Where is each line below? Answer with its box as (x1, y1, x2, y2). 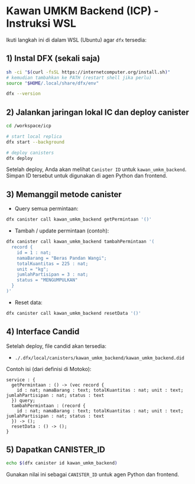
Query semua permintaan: (14, 205, 79, 212)
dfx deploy (6, 155, 33, 161)
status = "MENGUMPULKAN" (17, 277, 78, 283)
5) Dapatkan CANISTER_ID (6, 444, 105, 454)
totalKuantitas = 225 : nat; (17, 260, 89, 267)
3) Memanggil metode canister (6, 189, 122, 199)
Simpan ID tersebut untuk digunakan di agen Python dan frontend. (6, 172, 167, 179)
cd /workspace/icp (6, 123, 51, 129)
